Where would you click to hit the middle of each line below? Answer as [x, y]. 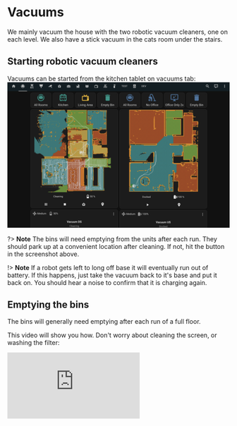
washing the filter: [34, 343]
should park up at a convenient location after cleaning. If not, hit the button [116, 246]
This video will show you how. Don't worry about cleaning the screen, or [112, 335]
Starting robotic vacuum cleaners [83, 62]
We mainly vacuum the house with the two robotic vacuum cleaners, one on [117, 32]
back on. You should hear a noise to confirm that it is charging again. [107, 282]
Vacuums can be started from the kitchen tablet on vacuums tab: [102, 78]
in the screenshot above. [43, 254]
